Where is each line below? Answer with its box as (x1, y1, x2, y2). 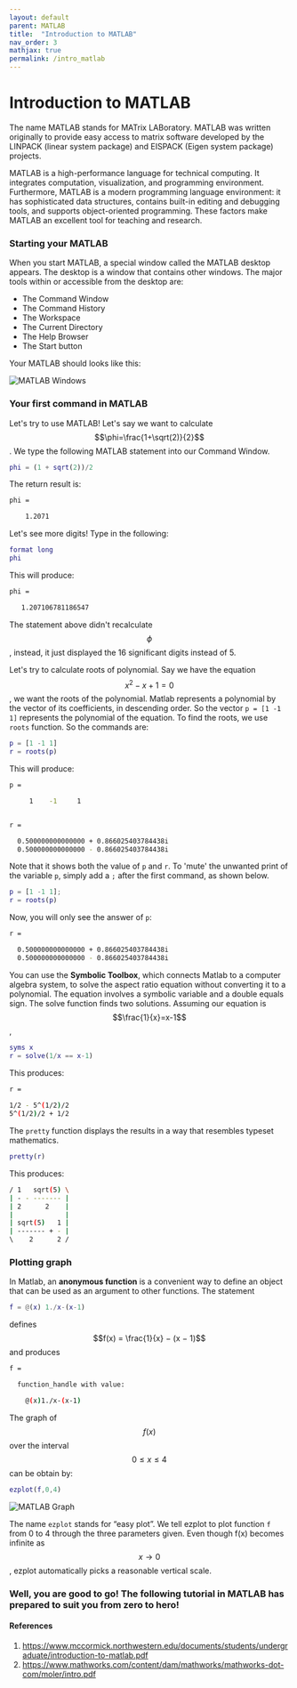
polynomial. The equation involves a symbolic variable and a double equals (9, 989, 285, 999)
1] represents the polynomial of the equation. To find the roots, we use (9, 713, 269, 723)
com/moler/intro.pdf (21, 1668, 96, 1679)
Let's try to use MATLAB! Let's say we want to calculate (9, 417, 213, 428)
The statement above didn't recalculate (9, 619, 153, 630)
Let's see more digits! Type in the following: (9, 529, 169, 539)
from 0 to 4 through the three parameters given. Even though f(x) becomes (9, 1528, 285, 1539)
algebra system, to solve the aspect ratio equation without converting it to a (9, 979, 286, 989)
